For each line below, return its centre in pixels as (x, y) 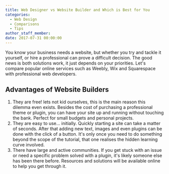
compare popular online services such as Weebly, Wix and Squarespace (80, 68)
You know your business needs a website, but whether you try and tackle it (83, 52)
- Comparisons (24, 24)
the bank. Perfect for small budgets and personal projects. (73, 118)
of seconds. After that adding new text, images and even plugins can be (87, 129)
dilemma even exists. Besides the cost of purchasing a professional (82, 107)
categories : (18, 15)
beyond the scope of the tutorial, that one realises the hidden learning (85, 139)
